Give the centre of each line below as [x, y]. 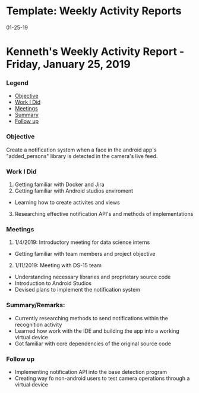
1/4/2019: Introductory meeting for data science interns [82, 242]
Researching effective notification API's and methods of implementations [104, 214]
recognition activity [38, 324]
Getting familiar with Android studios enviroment [74, 191]
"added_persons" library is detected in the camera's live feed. [82, 156]
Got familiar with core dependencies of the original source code [93, 344]
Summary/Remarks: [36, 305]
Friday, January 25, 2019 [68, 64]
